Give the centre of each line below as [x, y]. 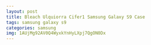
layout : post [22, 11]
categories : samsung [31, 28]
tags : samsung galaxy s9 [36, 22]
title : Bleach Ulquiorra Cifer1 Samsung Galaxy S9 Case [75, 17]
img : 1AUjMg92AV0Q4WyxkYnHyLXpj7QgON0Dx [56, 33]
